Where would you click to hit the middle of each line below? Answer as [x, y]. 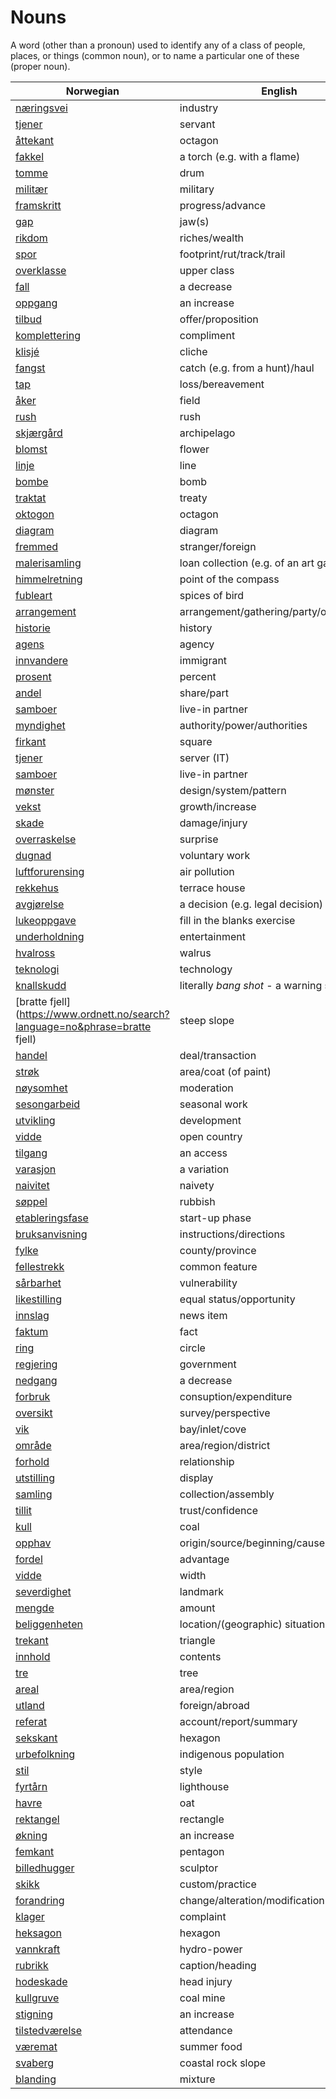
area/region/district [225, 1445]
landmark [201, 1591]
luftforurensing [50, 871]
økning [31, 1835]
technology [206, 969]
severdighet [43, 1591]
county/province [218, 1250]
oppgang [36, 303]
